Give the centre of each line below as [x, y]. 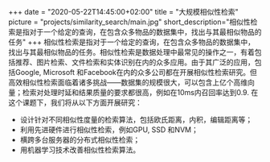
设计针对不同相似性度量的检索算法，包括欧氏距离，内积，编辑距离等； [136, 120]
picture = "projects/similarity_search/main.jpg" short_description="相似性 [129, 22]
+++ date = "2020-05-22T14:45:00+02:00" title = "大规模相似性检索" [123, 12]
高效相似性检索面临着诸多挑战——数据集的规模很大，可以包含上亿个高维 [128, 82]
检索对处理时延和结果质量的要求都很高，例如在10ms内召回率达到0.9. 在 [140, 92]
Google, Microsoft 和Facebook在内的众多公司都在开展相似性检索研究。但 [136, 72]
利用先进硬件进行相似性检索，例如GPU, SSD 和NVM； [109, 130]
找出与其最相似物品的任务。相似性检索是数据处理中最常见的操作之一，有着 [131, 52]
